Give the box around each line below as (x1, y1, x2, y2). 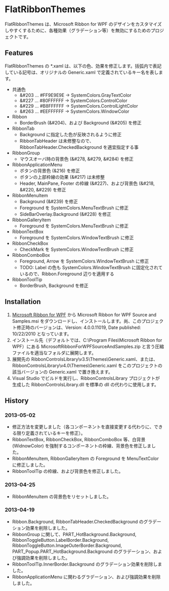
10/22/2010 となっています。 (12, 331, 72, 337)
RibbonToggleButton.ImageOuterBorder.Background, (12, 542, 122, 548)
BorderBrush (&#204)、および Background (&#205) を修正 (19, 119, 142, 125)
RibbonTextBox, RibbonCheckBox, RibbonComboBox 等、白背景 (12, 437, 146, 443)
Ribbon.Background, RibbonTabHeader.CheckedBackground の (12, 518, 144, 524)
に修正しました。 (12, 462, 48, 468)
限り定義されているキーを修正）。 (16, 430, 86, 436)
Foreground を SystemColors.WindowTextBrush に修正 (19, 235, 134, 241)
